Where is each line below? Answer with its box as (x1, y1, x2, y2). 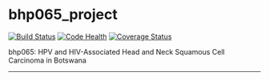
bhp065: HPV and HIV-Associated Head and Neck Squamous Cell (8, 47, 226, 56)
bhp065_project (8, 6, 118, 24)
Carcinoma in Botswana (8, 55, 86, 65)
